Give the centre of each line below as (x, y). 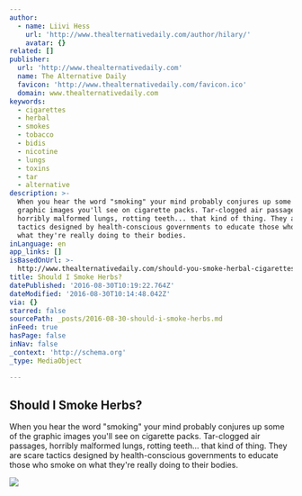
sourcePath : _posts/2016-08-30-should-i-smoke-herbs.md (116, 319)
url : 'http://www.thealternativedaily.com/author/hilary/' (138, 34)
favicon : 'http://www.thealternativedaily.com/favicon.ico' (132, 85)
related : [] (31, 51)
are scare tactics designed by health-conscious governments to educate (144, 455)
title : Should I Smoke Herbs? (66, 277)
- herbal (34, 118)
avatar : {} (46, 43)
